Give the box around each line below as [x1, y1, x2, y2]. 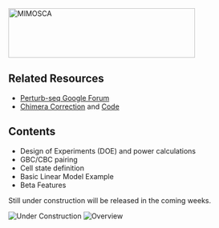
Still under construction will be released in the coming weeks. [8, 195, 212, 205]
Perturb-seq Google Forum [19, 93, 110, 102]
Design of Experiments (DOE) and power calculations [19, 146, 197, 155]
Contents [8, 125, 56, 138]
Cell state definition [19, 163, 84, 173]
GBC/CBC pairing [19, 154, 78, 164]
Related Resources [8, 72, 104, 86]
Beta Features [19, 180, 67, 190]
